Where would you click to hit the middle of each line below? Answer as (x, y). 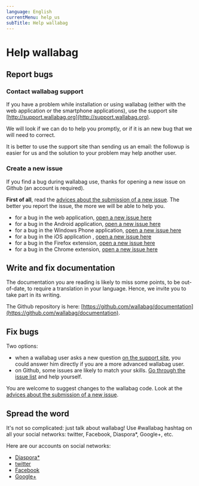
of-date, (16, 289)
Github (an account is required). (45, 188)
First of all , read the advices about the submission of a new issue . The (93, 199)
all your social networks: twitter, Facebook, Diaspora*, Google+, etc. (90, 434)
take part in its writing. (34, 295)
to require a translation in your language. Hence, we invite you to (107, 289)
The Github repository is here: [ (45, 307)
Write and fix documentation (61, 268)
